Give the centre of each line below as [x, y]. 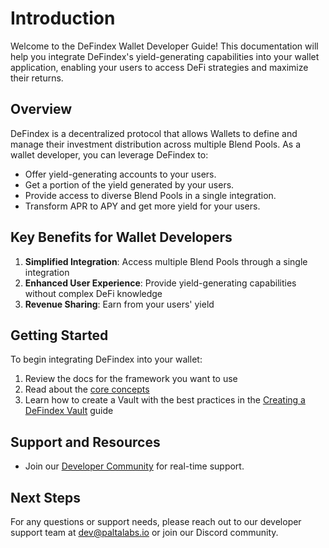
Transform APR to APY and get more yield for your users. [142, 206]
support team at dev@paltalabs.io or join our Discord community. [144, 532]
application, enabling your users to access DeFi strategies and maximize [159, 67]
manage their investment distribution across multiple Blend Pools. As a [156, 144]
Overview [41, 109]
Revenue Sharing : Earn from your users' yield [119, 304]
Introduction [63, 18]
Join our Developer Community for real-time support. [134, 466]
